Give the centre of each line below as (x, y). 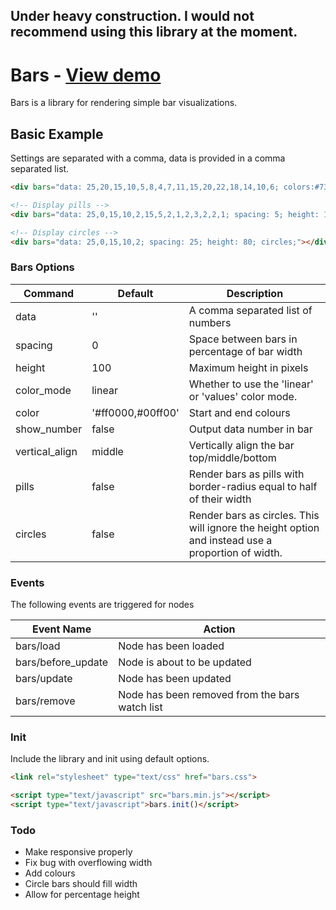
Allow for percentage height (82, 895)
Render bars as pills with (246, 474)
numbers (210, 322)
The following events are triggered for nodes (102, 605)
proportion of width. (235, 552)
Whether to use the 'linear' (251, 384)
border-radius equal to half (253, 486)
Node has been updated (175, 679)
